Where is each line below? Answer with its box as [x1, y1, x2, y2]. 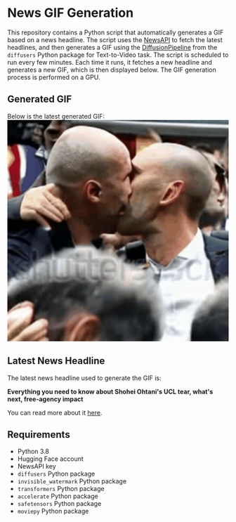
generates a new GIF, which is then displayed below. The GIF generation [7, 65, 216, 74]
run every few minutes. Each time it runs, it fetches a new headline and [7, 58, 213, 66]
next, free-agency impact [7, 395, 84, 403]
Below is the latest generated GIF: [7, 112, 105, 120]
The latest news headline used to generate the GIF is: [7, 374, 162, 382]
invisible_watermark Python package [17, 477, 127, 485]
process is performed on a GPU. [7, 72, 100, 81]
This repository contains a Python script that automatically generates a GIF [7, 28, 224, 37]
